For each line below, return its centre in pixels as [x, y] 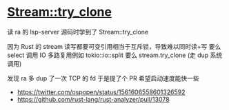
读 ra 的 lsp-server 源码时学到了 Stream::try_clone [78, 32]
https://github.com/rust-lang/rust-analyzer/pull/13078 [93, 99]
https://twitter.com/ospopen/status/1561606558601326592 [101, 92]
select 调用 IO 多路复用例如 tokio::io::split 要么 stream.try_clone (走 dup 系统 [115, 55]
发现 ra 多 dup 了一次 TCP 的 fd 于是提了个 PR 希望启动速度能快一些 [103, 78]
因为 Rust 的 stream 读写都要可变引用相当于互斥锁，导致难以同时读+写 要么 [114, 46]
